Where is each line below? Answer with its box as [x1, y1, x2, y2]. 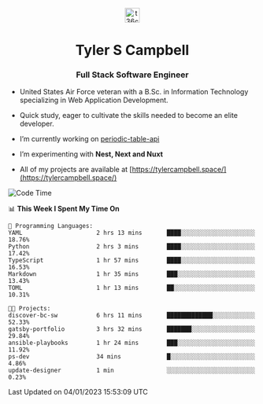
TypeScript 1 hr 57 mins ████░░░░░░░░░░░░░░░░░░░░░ [8, 256, 256, 265]
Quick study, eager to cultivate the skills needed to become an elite [19, 111, 239, 120]
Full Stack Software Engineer [76, 69, 189, 80]
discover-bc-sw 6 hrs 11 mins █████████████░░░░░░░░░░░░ [8, 311, 256, 320]
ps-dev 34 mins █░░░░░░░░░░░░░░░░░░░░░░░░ [8, 353, 256, 361]
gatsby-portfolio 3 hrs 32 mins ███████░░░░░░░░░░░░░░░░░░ [8, 325, 256, 333]
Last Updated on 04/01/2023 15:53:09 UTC [8, 387, 148, 397]
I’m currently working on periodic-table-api [19, 134, 160, 144]
